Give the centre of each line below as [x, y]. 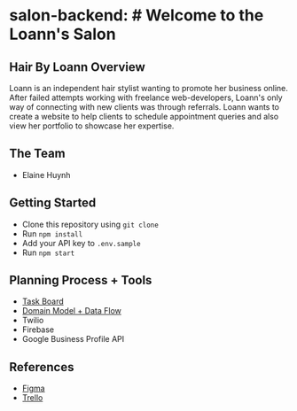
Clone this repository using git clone [90, 224]
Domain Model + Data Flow [71, 311]
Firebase [38, 330]
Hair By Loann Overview [78, 67]
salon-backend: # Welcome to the [137, 16]
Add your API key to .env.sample [81, 243]
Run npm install [52, 233]
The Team [38, 154]
